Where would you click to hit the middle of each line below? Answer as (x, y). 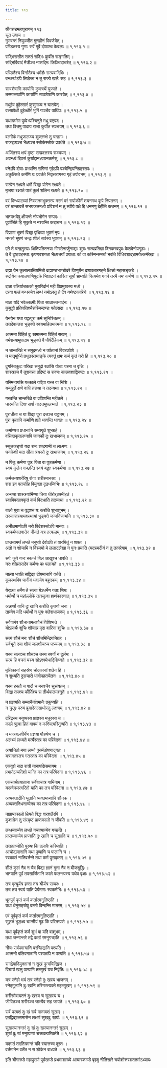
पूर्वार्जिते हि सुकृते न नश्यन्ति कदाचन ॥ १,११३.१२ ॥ (48, 222)
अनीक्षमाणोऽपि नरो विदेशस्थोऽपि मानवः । (37, 526)
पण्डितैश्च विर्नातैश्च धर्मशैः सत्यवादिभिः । (37, 73)
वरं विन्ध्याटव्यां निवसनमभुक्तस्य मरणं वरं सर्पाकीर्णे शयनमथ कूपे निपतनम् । (64, 201)
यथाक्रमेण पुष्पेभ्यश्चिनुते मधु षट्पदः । (34, 120)
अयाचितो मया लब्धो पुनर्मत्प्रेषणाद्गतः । (35, 750)
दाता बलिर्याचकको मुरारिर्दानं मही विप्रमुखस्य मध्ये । (45, 286)
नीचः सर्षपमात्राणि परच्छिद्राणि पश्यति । (35, 948)
